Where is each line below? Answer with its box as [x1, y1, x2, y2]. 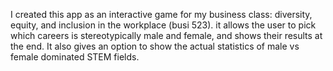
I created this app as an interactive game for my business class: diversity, [10, 9, 313, 20]
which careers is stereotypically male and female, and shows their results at [10, 30, 323, 41]
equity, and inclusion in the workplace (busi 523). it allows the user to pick [10, 19, 317, 31]
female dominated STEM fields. [10, 51, 140, 63]
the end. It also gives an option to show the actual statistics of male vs [10, 40, 300, 52]
